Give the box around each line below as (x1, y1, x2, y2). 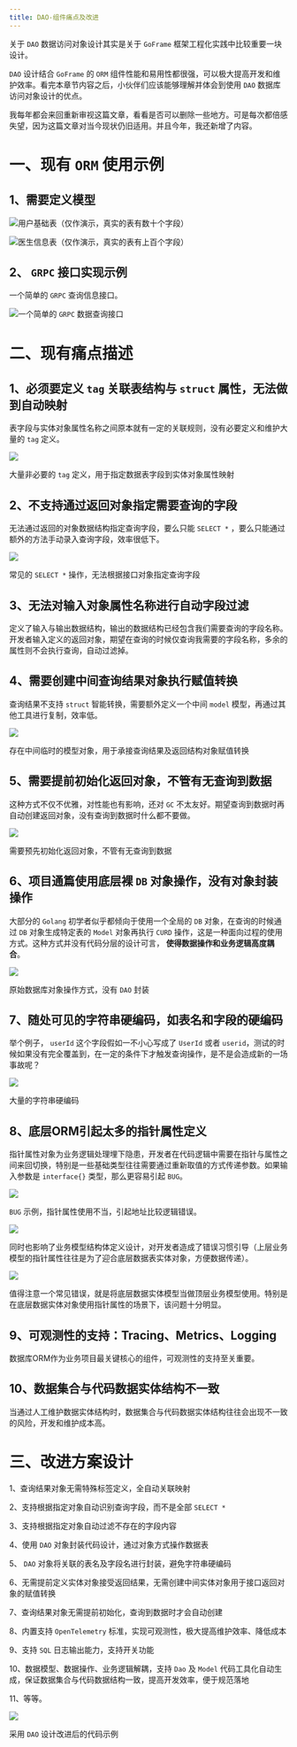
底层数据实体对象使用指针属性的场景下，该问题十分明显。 (16, 1299, 226, 1310)
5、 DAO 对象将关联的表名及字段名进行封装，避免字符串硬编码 (9, 1558, 232, 1568)
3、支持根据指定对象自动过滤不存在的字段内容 (9, 1520, 177, 1531)
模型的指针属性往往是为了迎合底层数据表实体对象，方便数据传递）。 (9, 1253, 254, 1264)
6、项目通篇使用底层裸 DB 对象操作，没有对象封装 (9, 874, 278, 889)
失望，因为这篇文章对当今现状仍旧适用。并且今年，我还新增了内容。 (9, 120, 257, 131)
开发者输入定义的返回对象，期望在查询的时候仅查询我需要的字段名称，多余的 (9, 634, 288, 645)
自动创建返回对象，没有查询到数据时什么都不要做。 (9, 809, 195, 820)
